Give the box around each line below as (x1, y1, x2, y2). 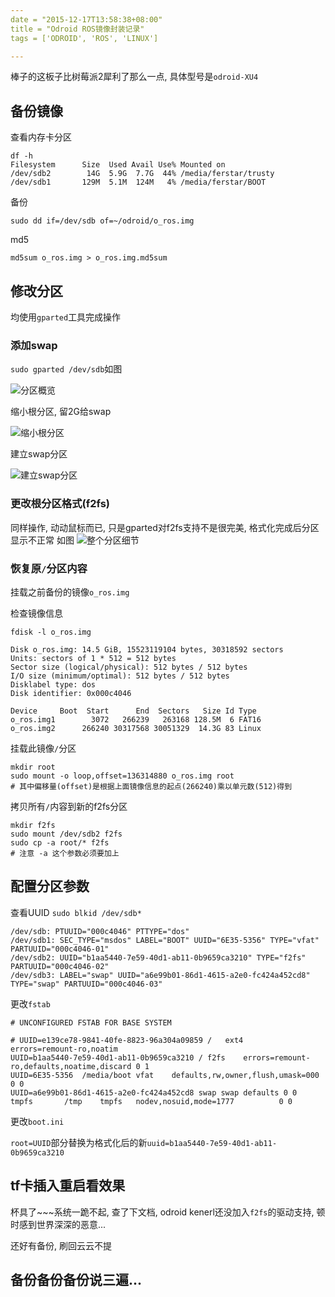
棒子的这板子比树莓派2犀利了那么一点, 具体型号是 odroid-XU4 (10, 71, 259, 83)
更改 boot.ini (10, 1115, 65, 1127)
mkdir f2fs (10, 820, 56, 830)
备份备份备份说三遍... (10, 1271, 143, 1288)
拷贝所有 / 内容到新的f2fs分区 (10, 800, 128, 812)
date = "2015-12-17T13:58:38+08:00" (10, 14, 163, 25)
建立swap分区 (10, 448, 68, 460)
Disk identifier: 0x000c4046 (10, 688, 132, 698)
